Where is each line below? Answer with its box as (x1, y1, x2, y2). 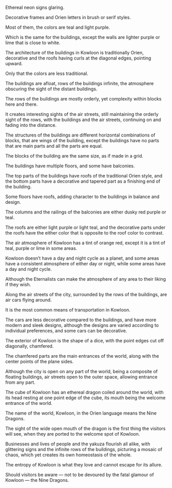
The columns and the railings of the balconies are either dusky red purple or (5, 209, 166, 215)
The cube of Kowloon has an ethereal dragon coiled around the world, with (5, 389, 164, 395)
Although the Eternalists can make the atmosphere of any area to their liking (5, 276, 166, 282)
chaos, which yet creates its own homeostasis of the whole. (5, 452, 132, 458)
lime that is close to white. (5, 40, 61, 46)
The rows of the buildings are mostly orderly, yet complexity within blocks (5, 96, 162, 102)
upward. (5, 61, 23, 66)
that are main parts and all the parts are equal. (5, 143, 103, 149)
